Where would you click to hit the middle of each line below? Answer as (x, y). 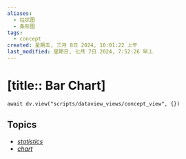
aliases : (20, 13)
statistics (30, 141)
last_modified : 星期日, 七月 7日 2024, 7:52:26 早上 (80, 52)
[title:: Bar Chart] (56, 86)
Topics (22, 125)
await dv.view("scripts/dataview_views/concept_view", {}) (94, 103)
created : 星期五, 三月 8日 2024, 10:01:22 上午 (72, 45)
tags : (15, 33)
